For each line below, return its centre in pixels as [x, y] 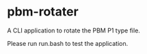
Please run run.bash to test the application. [68, 43]
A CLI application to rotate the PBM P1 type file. [73, 30]
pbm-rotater [43, 12]
